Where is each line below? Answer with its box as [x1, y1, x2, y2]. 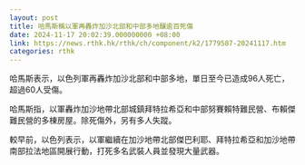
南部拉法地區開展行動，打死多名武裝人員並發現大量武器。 [9, 146, 224, 157]
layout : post [9, 13, 59, 23]
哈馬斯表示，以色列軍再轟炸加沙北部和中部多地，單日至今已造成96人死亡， [9, 73, 290, 84]
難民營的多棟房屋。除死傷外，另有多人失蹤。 [9, 115, 177, 126]
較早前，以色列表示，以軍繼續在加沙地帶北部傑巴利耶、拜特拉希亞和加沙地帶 [9, 134, 296, 145]
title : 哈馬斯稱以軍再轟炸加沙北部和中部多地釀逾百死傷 [9, 22, 193, 31]
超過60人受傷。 [9, 84, 68, 95]
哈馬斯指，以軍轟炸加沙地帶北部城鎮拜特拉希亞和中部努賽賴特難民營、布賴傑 [9, 103, 296, 114]
